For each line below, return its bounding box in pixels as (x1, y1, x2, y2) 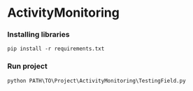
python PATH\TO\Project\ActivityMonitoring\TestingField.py (7, 77, 187, 84)
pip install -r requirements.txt (7, 45, 105, 53)
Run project (7, 61, 48, 71)
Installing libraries (7, 30, 70, 40)
